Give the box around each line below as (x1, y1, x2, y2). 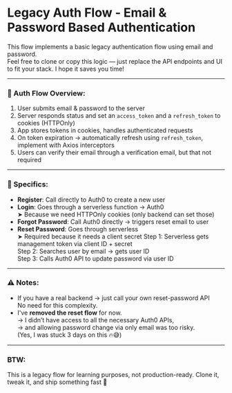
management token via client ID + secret (17, 239, 133, 247)
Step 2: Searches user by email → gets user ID (17, 247, 150, 255)
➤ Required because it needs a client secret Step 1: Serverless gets (17, 232, 209, 241)
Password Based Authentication (7, 19, 195, 35)
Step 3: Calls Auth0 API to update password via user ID (17, 254, 174, 263)
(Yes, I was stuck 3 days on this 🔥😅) (17, 331, 122, 339)
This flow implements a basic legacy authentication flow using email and (7, 42, 213, 51)
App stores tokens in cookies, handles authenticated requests (17, 126, 193, 134)
